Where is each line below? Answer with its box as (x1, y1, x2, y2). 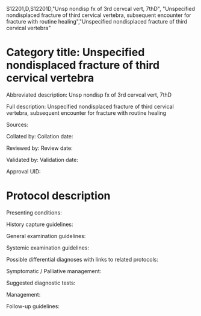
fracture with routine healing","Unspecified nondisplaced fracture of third (6, 18, 188, 25)
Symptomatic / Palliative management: (6, 267, 102, 274)
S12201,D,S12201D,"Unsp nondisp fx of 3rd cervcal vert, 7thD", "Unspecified (6, 5, 196, 12)
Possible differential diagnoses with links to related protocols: (6, 256, 158, 263)
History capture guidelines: (6, 221, 73, 228)
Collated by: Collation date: (6, 132, 73, 140)
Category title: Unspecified (6, 45, 145, 59)
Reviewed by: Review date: (6, 144, 73, 152)
